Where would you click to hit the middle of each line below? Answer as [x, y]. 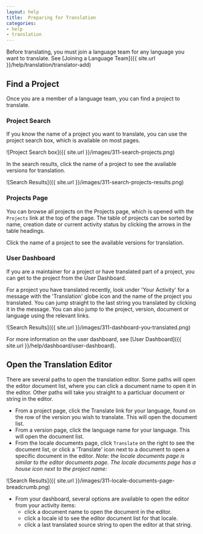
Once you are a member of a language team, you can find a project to [93, 99]
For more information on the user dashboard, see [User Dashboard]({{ [94, 339]
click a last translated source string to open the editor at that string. [108, 524]
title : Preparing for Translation [51, 18]
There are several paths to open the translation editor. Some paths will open [101, 379]
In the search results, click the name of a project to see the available [92, 164]
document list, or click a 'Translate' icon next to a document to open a [102, 449]
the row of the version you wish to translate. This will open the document [106, 417]
